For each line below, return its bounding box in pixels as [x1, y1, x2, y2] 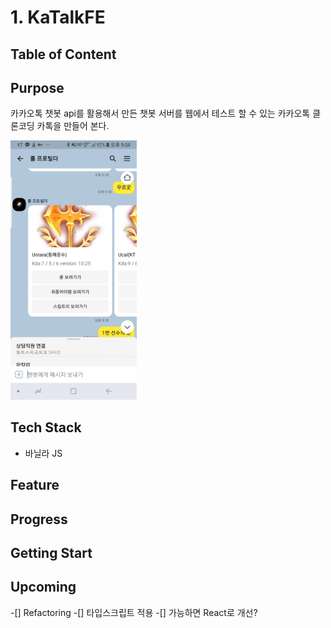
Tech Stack [10, 419, 82, 436]
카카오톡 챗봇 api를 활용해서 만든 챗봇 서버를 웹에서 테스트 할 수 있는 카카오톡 [10, 107, 311, 120]
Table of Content [10, 46, 117, 63]
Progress [10, 511, 68, 528]
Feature [10, 477, 60, 494]
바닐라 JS [24, 447, 63, 459]
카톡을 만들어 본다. [36, 120, 110, 132]
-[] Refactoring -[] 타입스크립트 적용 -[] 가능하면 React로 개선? [10, 606, 258, 618]
